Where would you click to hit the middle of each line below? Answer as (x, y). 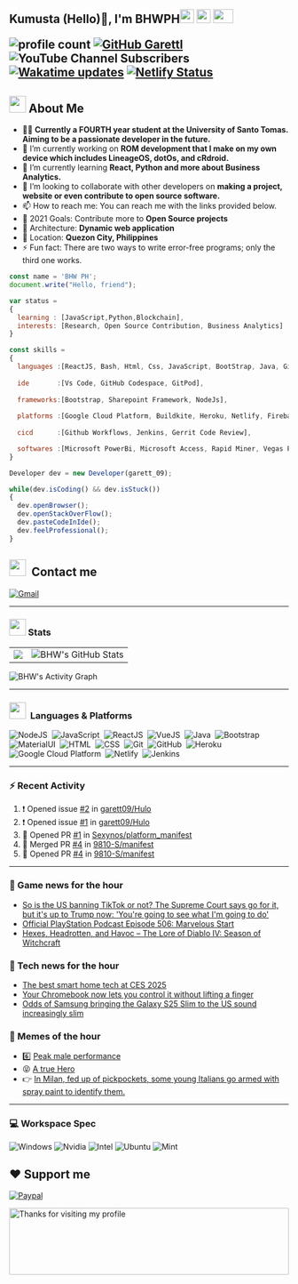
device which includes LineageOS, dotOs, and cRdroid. (125, 158)
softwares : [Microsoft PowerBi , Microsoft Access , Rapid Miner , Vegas (150, 449)
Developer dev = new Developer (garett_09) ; (91, 473)
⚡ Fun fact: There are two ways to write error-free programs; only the (149, 248)
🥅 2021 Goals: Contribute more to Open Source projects (125, 219)
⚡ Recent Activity (47, 786)
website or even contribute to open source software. (121, 196)
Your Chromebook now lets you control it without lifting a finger (138, 994)
